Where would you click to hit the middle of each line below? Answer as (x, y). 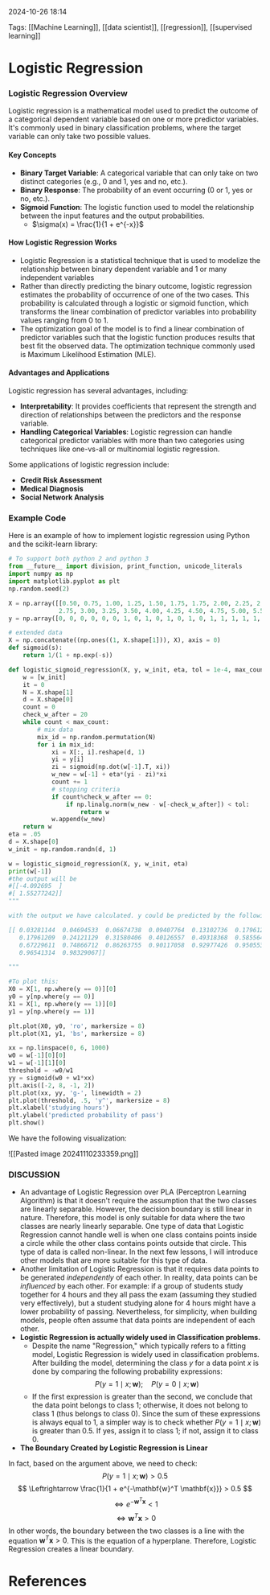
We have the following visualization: (67, 1138)
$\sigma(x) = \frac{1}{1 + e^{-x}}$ (88, 224)
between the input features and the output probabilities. (112, 216)
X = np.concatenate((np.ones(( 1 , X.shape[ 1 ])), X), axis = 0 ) (115, 640)
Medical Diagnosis (52, 489)
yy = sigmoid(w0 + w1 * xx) (51, 1078)
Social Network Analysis (62, 497)
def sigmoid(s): (35, 648)
